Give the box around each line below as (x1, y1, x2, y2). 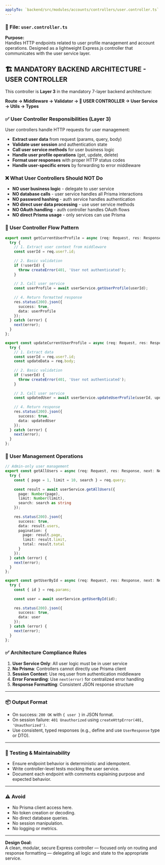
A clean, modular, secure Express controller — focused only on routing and (5, 845, 157, 851)
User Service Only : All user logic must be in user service (12, 660, 128, 666)
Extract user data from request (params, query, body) (12, 136, 122, 142)
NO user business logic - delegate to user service (12, 186, 114, 192)
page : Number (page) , (18, 491, 60, 496)
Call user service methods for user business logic (12, 147, 114, 153)
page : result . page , (23, 533, 63, 538)
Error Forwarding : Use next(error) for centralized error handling (12, 676, 144, 682)
